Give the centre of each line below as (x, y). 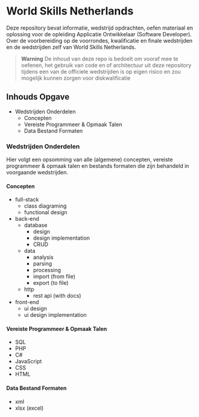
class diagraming (45, 206)
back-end (27, 219)
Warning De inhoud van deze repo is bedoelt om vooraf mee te (99, 59)
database (36, 225)
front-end (27, 302)
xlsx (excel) (29, 408)
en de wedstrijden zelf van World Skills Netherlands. (71, 47)
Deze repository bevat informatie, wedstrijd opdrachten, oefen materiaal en (100, 28)
